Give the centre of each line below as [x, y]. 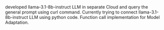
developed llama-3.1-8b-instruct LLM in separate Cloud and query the [77, 7]
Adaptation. [17, 22]
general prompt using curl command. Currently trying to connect [71, 12]
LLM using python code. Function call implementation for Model [94, 17]
